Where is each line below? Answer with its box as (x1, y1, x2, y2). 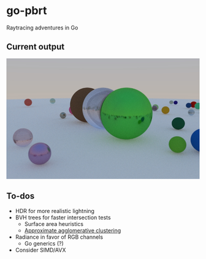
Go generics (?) (24, 239, 64, 247)
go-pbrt (6, 4, 47, 18)
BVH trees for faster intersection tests (15, 214, 112, 221)
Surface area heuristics (24, 220, 84, 227)
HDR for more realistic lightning (15, 207, 95, 214)
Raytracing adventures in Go (6, 24, 78, 31)
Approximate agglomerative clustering (24, 227, 121, 234)
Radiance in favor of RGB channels (15, 233, 103, 241)
